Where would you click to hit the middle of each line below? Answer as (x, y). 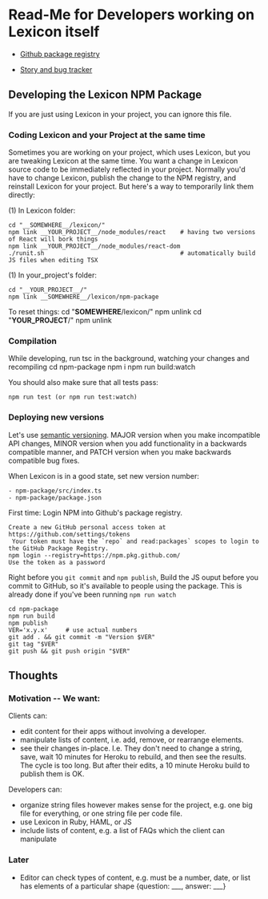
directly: (22, 195)
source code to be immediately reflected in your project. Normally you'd (127, 169)
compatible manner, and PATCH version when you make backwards (120, 452)
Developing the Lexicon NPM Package (105, 95)
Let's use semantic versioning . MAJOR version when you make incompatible (134, 435)
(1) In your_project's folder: (53, 275)
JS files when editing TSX (53, 261)
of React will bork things (53, 239)
